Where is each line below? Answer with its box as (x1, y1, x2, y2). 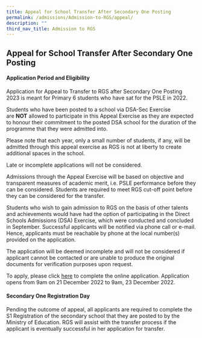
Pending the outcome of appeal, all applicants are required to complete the (6, 306, 192, 313)
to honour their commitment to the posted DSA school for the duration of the (6, 118, 197, 126)
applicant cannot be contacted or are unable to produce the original (6, 254, 175, 261)
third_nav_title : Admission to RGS (6, 25, 96, 32)
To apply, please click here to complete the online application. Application (6, 272, 190, 279)
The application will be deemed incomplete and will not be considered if (6, 247, 185, 255)
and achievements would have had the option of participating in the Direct (6, 210, 190, 217)
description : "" (6, 20, 47, 26)
